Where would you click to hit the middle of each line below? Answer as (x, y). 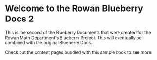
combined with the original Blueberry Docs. (49, 42)
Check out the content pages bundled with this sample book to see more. (79, 52)
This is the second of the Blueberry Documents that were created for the (78, 32)
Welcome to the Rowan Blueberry (74, 9)
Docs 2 (20, 19)
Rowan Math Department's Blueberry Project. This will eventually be (74, 38)
